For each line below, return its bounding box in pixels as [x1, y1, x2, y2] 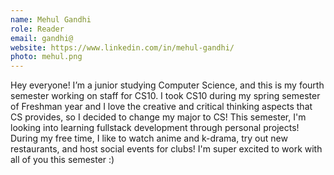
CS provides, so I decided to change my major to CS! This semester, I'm [10, 111, 307, 123]
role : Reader [10, 24, 65, 34]
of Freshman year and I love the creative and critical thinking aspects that [10, 101, 313, 113]
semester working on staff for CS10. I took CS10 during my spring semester [10, 90, 321, 102]
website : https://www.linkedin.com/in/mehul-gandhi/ [10, 42, 235, 53]
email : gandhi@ [10, 33, 74, 43]
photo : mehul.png [10, 52, 83, 62]
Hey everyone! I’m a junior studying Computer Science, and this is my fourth [10, 79, 325, 91]
